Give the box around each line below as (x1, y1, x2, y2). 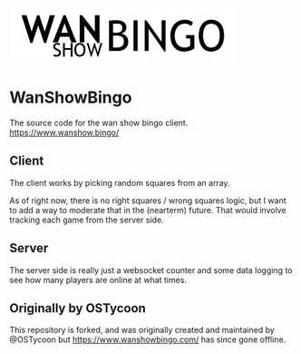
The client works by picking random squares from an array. (9, 177, 230, 188)
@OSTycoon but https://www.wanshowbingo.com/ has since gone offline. (9, 334, 286, 345)
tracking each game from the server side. (9, 214, 165, 225)
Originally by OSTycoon (9, 300, 147, 316)
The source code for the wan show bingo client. (9, 117, 189, 128)
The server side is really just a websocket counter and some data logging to (9, 264, 293, 275)
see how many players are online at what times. (9, 274, 188, 285)
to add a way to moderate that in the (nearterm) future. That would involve (9, 204, 287, 215)
